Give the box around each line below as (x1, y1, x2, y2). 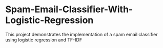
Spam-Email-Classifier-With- (5, 4, 133, 15)
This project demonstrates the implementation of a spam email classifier (5, 31, 158, 37)
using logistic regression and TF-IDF (5, 37, 83, 43)
